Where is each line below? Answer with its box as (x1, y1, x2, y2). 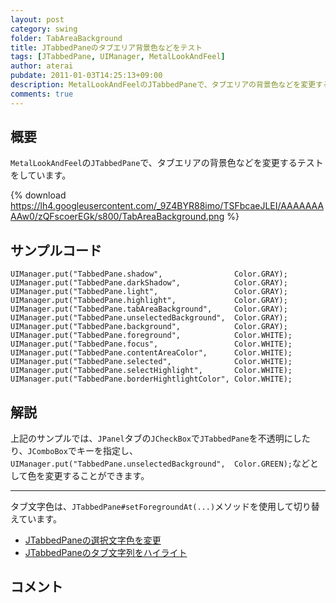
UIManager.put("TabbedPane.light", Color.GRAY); (10, 287, 288, 297)
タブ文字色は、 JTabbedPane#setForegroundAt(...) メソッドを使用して (10, 501, 294, 513)
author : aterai (10, 61, 74, 71)
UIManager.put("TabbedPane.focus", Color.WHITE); (10, 339, 293, 350)
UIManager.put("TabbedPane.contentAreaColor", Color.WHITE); (10, 348, 293, 358)
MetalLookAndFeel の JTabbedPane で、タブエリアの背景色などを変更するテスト (10, 157, 324, 169)
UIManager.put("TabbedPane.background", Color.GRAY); (10, 322, 288, 332)
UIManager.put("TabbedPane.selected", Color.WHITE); (10, 357, 293, 367)
